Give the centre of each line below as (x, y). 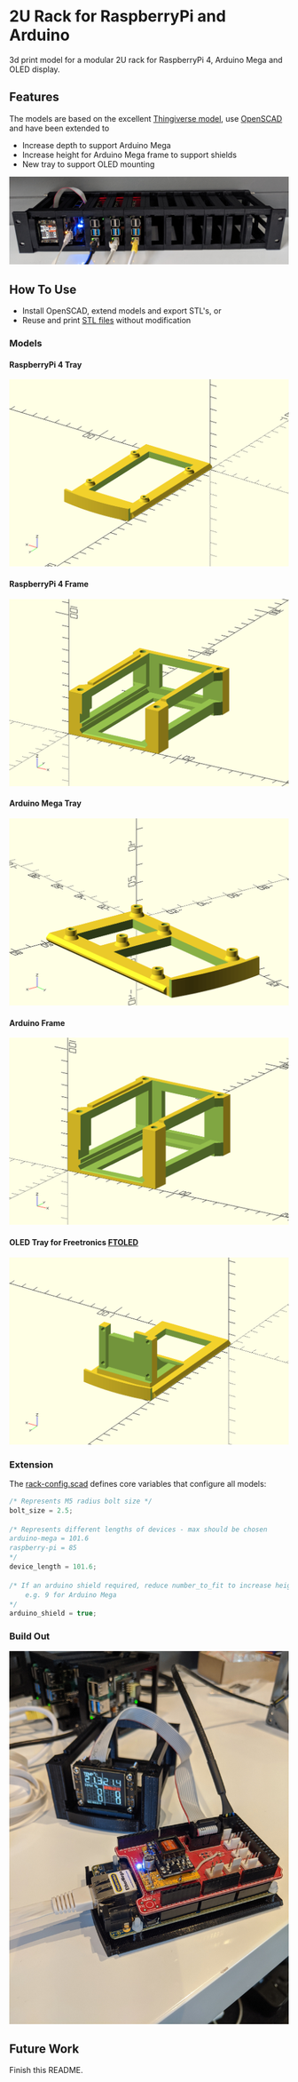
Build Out (30, 1636)
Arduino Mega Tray (45, 803)
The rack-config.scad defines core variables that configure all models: (138, 1483)
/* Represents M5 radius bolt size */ (81, 1501)
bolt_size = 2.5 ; (41, 1510)
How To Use (43, 289)
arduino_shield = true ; (53, 1614)
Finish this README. (46, 2070)
